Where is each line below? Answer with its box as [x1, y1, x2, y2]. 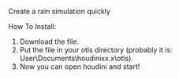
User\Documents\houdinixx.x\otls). [19, 54, 134, 63]
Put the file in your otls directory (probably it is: [19, 45, 173, 54]
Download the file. [19, 37, 80, 46]
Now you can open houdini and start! [19, 62, 140, 71]
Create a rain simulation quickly [8, 7, 110, 16]
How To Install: [8, 22, 57, 31]
